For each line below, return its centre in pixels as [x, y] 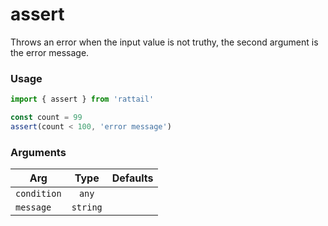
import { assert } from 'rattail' [82, 99]
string [87, 207]
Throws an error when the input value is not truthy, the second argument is [164, 42]
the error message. [50, 52]
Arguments [38, 152]
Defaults [132, 178]
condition [38, 194]
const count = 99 [46, 118]
